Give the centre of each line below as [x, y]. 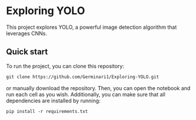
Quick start [27, 52]
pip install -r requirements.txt [47, 111]
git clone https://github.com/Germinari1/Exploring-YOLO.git [83, 77]
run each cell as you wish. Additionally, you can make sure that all [86, 94]
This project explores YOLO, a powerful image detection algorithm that [92, 27]
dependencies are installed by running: [54, 101]
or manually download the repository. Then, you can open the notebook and [98, 88]
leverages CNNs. [26, 33]
